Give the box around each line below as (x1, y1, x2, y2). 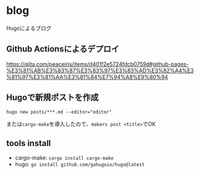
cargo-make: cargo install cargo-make (15, 154, 114, 161)
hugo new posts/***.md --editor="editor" (6, 109, 112, 115)
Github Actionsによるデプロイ (6, 44, 120, 55)
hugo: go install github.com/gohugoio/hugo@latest (15, 161, 145, 168)
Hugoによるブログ (6, 24, 52, 32)
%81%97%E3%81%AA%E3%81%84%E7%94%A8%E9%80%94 (6, 73, 168, 81)
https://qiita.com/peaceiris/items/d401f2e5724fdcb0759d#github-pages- (6, 60, 189, 67)
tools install (6, 138, 51, 149)
